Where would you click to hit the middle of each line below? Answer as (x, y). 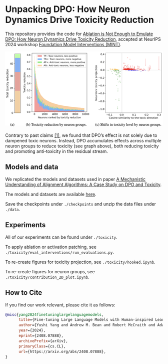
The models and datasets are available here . (51, 194)
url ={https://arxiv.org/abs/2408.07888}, (62, 351)
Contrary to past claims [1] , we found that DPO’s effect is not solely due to (81, 135)
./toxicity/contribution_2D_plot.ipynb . (47, 277)
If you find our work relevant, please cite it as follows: (60, 305)
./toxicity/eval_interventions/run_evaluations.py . (59, 252)
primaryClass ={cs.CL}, (42, 346)
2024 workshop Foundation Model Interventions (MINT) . (63, 44)
